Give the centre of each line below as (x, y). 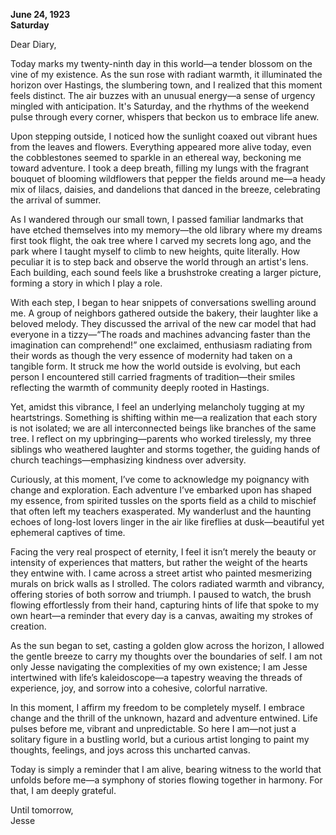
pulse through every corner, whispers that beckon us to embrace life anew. (165, 117)
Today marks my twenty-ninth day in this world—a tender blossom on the (161, 63)
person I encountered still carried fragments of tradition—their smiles (153, 377)
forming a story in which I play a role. (86, 283)
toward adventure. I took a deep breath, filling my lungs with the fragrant (160, 168)
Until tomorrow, (42, 810)
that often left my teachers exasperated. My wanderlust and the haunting (161, 511)
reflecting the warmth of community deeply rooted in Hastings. (140, 387)
